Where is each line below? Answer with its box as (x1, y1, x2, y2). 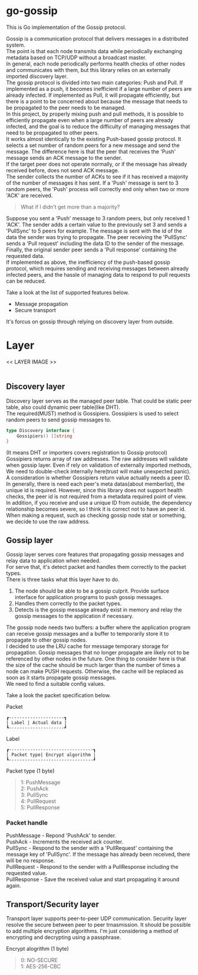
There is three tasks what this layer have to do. (6, 576, 120, 583)
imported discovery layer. (6, 73, 68, 80)
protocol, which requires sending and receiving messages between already (6, 264, 189, 272)
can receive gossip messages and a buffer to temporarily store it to (6, 630, 169, 637)
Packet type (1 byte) (6, 767, 55, 774)
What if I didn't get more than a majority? (20, 203, 120, 210)
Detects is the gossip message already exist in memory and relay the (14, 606, 182, 613)
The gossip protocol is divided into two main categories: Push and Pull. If (6, 78, 183, 86)
